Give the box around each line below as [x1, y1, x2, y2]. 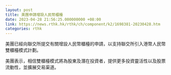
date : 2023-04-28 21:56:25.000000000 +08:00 [5, 17, 101, 22]
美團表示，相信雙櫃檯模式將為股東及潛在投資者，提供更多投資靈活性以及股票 [5, 58, 166, 64]
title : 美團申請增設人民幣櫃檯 [5, 12, 63, 17]
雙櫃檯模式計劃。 [5, 47, 41, 53]
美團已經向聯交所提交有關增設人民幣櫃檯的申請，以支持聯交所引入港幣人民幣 [5, 41, 166, 47]
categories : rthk [5, 26, 42, 31]
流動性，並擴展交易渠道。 [5, 64, 59, 70]
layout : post [5, 7, 33, 13]
